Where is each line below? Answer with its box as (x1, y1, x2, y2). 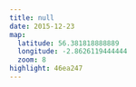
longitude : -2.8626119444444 (17, 47, 128, 56)
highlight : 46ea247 (9, 64, 83, 73)
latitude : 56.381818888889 (17, 38, 120, 48)
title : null (9, 13, 54, 23)
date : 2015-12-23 (9, 22, 75, 31)
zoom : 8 (17, 55, 47, 64)
